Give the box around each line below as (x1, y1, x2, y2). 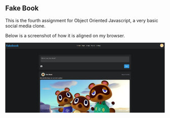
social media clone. (5, 23, 46, 29)
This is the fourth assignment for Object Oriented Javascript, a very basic (5, 17, 158, 23)
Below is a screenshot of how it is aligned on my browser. (5, 32, 125, 38)
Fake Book (5, 4, 39, 13)
